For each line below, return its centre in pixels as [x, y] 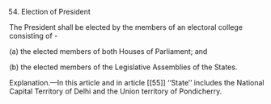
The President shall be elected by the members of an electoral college [126, 27]
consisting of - [34, 36]
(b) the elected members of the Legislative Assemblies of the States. [123, 67]
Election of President [56, 12]
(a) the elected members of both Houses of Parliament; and [108, 51]
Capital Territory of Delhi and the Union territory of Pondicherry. [116, 91]
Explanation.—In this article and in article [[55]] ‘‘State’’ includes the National [137, 83]
